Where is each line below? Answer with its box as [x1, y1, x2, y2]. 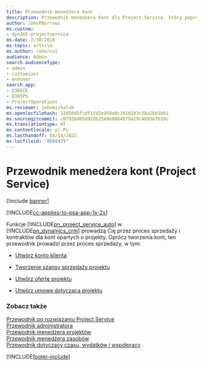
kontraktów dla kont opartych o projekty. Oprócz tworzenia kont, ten [6, 234, 176, 241]
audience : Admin [6, 54, 47, 60]
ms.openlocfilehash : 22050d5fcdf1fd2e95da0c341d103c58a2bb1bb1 [6, 110, 169, 116]
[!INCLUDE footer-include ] [6, 353, 71, 360]
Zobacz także [6, 302, 47, 310]
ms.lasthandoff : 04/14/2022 [6, 132, 77, 139]
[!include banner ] [6, 197, 50, 204]
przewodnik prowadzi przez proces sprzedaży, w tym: [6, 240, 141, 247]
